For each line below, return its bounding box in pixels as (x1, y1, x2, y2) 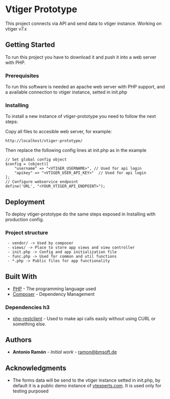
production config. (5, 217, 44, 223)
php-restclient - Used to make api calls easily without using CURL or (12, 315, 156, 321)
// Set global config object (5, 157, 67, 162)
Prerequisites (5, 72, 39, 79)
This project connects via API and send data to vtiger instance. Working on (5, 20, 162, 26)
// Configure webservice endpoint (5, 179, 79, 185)
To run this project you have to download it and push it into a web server (5, 54, 157, 60)
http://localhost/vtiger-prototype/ (5, 138, 83, 143)
